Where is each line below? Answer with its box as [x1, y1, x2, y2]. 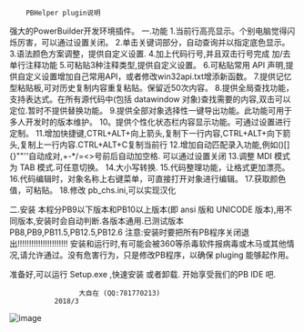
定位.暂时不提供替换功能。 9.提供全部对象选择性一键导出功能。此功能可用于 [9, 106, 293, 116]
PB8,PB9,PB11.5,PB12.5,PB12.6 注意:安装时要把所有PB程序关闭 [9, 226, 242, 237]
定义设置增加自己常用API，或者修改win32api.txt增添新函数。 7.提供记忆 [25, 71, 292, 82]
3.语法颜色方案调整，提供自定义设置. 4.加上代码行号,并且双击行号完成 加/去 [9, 48, 291, 59]
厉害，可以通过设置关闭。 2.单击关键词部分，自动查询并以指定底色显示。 [16, 37, 290, 47]
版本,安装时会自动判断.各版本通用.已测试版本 [16, 216, 185, 226]
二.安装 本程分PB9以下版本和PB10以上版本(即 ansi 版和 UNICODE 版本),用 [9, 204, 285, 215]
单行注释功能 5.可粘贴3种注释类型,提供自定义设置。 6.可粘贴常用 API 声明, [9, 60, 287, 70]
